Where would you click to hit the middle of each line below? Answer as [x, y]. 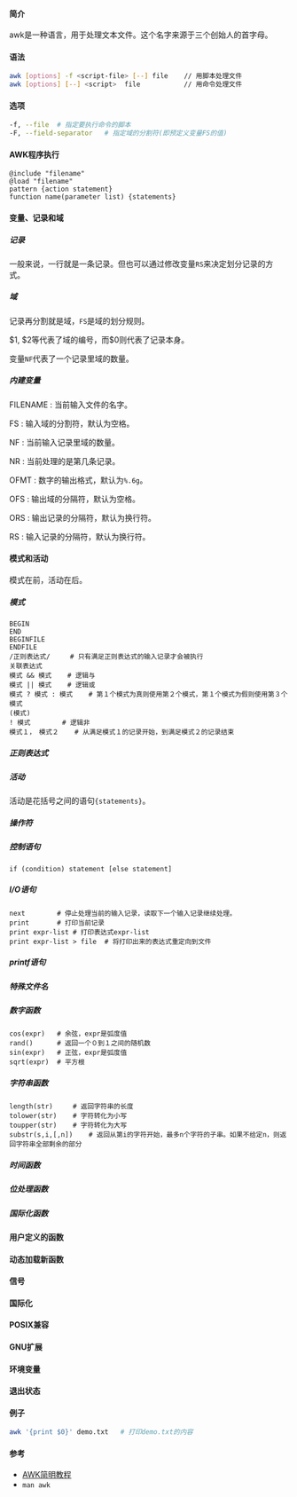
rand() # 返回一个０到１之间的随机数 [80, 1044]
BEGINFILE [27, 639]
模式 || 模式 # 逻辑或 [52, 685]
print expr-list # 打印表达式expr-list [79, 932]
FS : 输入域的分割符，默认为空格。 [72, 423]
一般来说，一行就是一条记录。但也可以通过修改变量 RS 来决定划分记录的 [137, 264]
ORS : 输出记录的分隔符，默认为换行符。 [83, 517]
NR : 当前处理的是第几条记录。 [65, 461]
